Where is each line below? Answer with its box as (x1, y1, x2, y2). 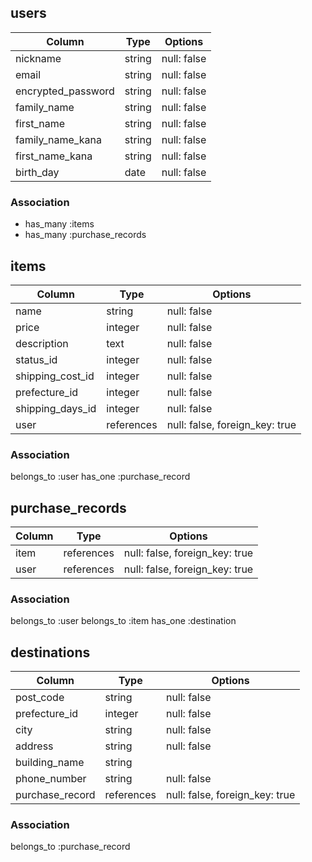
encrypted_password (15, 84, 115, 98)
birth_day (15, 165, 60, 179)
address (15, 739, 54, 753)
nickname (15, 51, 62, 65)
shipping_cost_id (15, 369, 95, 383)
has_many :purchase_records (24, 229, 147, 241)
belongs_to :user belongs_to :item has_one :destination (10, 615, 237, 627)
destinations (10, 644, 91, 661)
